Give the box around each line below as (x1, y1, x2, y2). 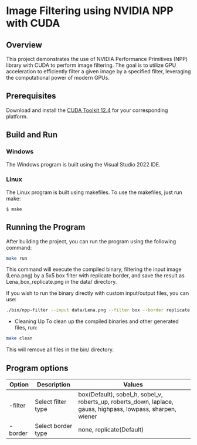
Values (123, 381, 143, 389)
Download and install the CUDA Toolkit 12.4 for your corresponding (6, 107, 168, 114)
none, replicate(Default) (78, 426, 144, 434)
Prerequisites (6, 91, 56, 101)
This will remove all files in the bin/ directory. (6, 346, 114, 353)
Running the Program (6, 222, 86, 232)
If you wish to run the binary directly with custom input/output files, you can (6, 290, 189, 297)
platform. (6, 113, 28, 120)
